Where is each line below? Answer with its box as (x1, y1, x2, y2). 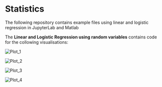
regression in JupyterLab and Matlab (5, 24, 79, 30)
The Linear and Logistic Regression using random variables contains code (5, 34, 157, 40)
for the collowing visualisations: (5, 39, 69, 45)
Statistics (5, 3, 45, 15)
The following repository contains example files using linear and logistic (5, 19, 149, 25)
